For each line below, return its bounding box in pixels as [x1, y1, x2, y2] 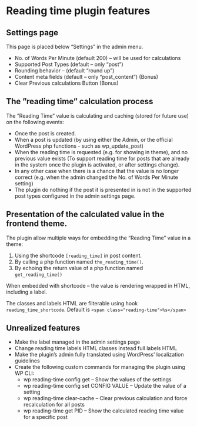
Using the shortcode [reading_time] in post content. [14, 252, 142, 259]
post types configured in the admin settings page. [14, 192, 136, 199]
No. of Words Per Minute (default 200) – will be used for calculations [14, 55, 181, 61]
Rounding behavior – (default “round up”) [14, 67, 115, 74]
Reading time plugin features [6, 4, 151, 18]
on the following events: [6, 118, 65, 125]
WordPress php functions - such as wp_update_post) [14, 142, 144, 149]
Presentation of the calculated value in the [6, 209, 165, 219]
